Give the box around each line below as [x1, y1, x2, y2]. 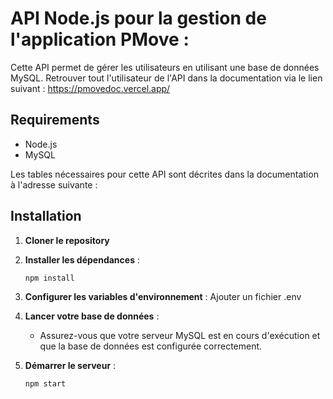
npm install [24, 273, 75, 283]
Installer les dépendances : [24, 253, 140, 266]
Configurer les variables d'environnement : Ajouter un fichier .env [24, 291, 302, 303]
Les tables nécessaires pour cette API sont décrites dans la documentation [10, 168, 319, 180]
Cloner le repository [24, 234, 110, 246]
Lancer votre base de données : [24, 310, 160, 322]
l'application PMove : [10, 28, 190, 51]
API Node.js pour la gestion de [10, 7, 267, 30]
